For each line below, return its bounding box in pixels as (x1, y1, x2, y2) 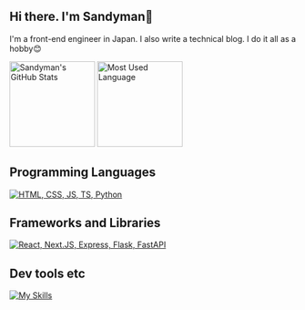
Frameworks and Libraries (9, 215, 161, 231)
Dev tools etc (9, 265, 86, 281)
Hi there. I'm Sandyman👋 (9, 9, 154, 25)
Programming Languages (9, 165, 157, 181)
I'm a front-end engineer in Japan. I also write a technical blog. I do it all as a (9, 33, 297, 44)
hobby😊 (9, 43, 43, 54)
